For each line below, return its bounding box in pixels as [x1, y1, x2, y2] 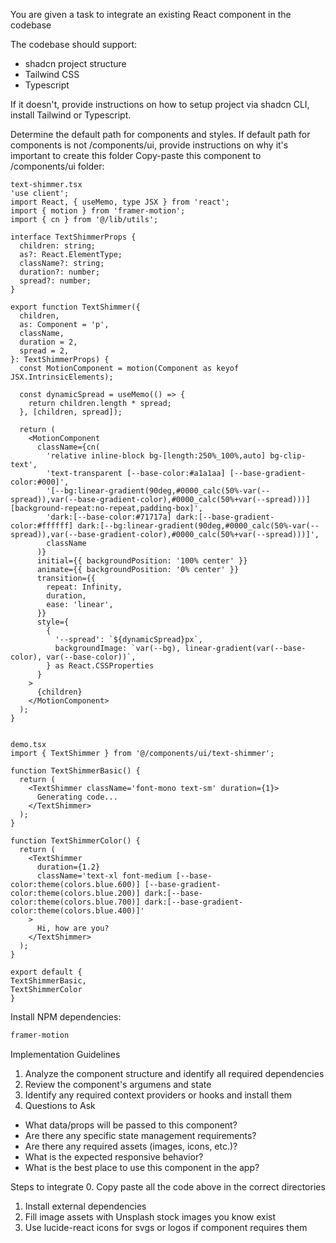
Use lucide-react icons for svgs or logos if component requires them [24, 1221, 308, 1233]
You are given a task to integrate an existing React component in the [10, 9, 292, 20]
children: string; [19, 241, 97, 251]
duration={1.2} [36, 862, 101, 872]
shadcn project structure [24, 58, 127, 69]
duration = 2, [19, 337, 78, 347]
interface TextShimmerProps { [10, 232, 137, 242]
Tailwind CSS [24, 69, 80, 80]
